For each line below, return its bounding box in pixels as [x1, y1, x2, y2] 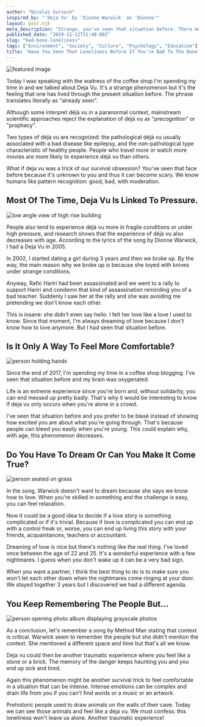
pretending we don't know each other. [6, 298, 103, 306]
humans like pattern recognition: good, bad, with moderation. [6, 178, 160, 185]
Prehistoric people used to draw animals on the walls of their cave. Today [6, 701, 191, 708]
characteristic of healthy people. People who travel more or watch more [6, 146, 187, 153]
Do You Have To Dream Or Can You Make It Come [6, 449, 196, 460]
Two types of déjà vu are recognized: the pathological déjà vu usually [6, 133, 181, 140]
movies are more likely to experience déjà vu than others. [6, 153, 151, 160]
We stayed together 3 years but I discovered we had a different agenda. [6, 581, 187, 588]
